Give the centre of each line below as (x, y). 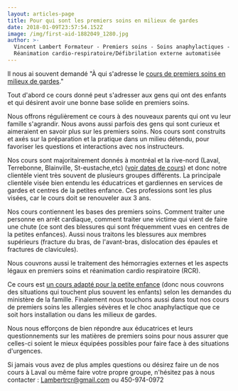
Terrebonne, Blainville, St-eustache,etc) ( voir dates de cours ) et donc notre (117, 167)
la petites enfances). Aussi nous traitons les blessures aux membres (107, 234)
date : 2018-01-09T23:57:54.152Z (55, 27)
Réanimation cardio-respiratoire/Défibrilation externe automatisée (117, 54)
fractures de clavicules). (43, 249)
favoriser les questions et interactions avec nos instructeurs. (96, 146)
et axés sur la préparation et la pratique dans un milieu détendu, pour (108, 138)
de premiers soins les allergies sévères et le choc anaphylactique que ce (114, 307)
